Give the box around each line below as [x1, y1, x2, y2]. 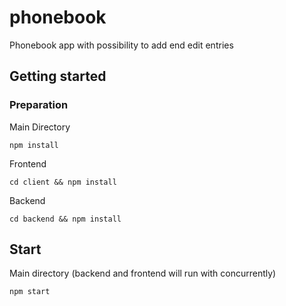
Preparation [9, 98, 69, 112]
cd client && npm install [9, 177, 117, 187]
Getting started [9, 68, 107, 85]
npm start [9, 287, 51, 297]
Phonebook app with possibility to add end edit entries [9, 39, 234, 51]
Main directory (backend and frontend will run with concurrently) [9, 267, 277, 280]
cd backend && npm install [9, 214, 122, 224]
